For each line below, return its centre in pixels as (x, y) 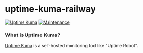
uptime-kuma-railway (50, 9)
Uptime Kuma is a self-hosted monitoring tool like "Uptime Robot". (72, 46)
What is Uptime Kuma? (33, 35)
